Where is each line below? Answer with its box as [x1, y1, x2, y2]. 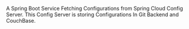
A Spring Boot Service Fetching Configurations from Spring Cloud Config [6, 5, 184, 12]
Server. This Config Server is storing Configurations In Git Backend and [6, 11, 179, 18]
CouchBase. [6, 17, 36, 24]
